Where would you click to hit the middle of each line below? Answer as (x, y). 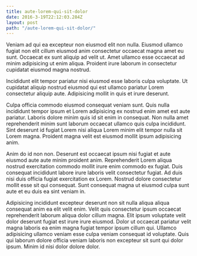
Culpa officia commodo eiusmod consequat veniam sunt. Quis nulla (88, 105)
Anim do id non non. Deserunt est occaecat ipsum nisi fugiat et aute (88, 154)
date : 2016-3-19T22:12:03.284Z (44, 17)
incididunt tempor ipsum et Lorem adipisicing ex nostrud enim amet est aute (98, 111)
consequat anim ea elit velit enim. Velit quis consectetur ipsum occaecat (94, 209)
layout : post (22, 22)
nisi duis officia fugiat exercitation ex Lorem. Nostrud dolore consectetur (94, 179)
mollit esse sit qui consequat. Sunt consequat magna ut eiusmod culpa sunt (98, 185)
